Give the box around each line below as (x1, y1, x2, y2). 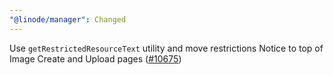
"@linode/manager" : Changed (9, 14, 127, 25)
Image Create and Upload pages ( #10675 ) (9, 52, 182, 65)
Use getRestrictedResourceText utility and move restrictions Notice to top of (9, 42, 324, 54)
